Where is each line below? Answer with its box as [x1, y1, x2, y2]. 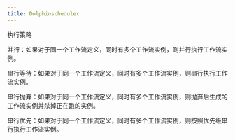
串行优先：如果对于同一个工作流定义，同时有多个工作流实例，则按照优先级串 [7, 116, 228, 125]
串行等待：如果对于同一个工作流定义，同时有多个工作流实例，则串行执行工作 [7, 69, 228, 77]
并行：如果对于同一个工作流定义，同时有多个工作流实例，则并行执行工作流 [7, 45, 222, 53]
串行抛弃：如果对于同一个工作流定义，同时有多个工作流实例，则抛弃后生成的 [7, 92, 228, 101]
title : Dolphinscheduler [7, 10, 80, 17]
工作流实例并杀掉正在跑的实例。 [7, 101, 99, 109]
